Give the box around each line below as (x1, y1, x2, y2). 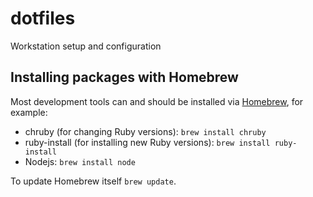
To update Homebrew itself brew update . (10, 175, 177, 187)
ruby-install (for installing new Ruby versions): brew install (24, 136, 271, 148)
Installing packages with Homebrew (10, 69, 239, 86)
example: (10, 106, 48, 118)
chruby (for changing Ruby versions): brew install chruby (24, 125, 267, 137)
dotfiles (10, 7, 76, 30)
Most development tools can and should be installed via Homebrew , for (10, 95, 304, 107)
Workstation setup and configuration (10, 40, 162, 52)
